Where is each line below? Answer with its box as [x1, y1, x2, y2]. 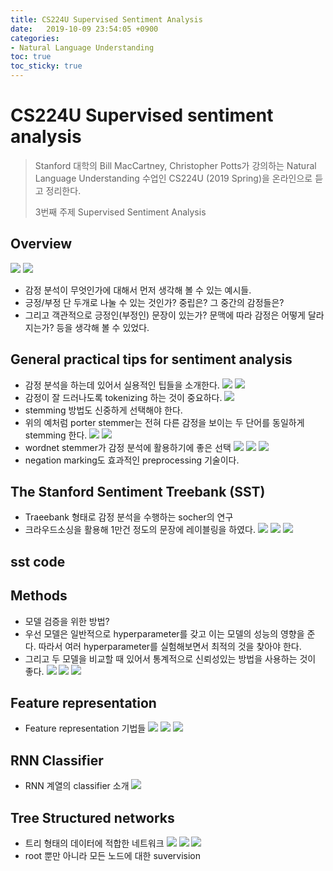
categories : [10, 33, 60, 43]
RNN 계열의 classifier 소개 [24, 780, 130, 792]
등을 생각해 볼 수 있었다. [56, 321, 150, 333]
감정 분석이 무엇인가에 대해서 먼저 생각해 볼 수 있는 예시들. [24, 284, 252, 296]
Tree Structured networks [10, 809, 175, 826]
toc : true [10, 52, 52, 62]
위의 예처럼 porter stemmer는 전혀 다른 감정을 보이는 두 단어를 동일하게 [24, 416, 305, 428]
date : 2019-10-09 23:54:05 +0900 [10, 24, 159, 34]
